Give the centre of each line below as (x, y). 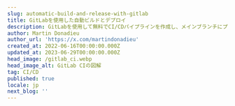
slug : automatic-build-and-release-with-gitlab (78, 14)
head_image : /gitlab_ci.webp (50, 59)
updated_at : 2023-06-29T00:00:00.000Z (64, 53)
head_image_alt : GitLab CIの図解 (54, 66)
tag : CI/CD (23, 72)
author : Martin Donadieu (43, 33)
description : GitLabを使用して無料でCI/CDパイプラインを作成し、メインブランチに (115, 26)
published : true (31, 78)
